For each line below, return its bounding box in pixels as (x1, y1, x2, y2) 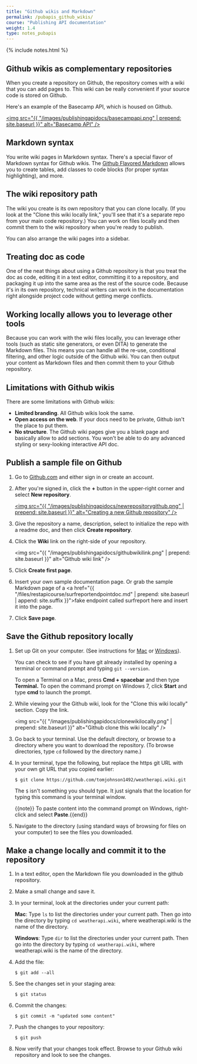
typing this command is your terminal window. (14, 793, 126, 800)
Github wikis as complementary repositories (6, 63, 172, 73)
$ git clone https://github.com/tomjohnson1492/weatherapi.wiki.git (14, 777, 186, 782)
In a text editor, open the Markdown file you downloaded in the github (14, 871, 183, 878)
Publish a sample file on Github (6, 458, 122, 468)
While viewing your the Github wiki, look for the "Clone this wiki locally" (14, 700, 188, 707)
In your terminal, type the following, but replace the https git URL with (14, 759, 183, 766)
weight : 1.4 (6, 25, 35, 31)
